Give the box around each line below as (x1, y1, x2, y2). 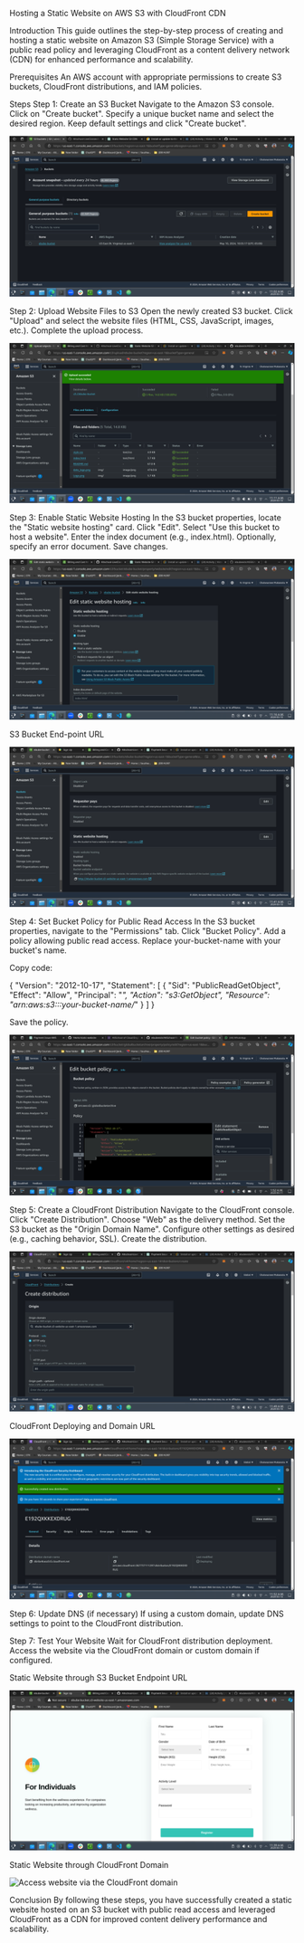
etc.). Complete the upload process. (9, 325, 144, 336)
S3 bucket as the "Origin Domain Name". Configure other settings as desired (9, 1224, 295, 1234)
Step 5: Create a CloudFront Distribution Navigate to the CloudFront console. (9, 1204, 295, 1215)
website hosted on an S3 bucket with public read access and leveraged (9, 1904, 276, 1915)
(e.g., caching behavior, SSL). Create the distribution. (9, 1233, 208, 1243)
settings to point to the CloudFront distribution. (9, 1617, 184, 1628)
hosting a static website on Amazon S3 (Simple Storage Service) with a (9, 35, 274, 45)
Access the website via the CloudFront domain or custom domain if (9, 1644, 260, 1655)
